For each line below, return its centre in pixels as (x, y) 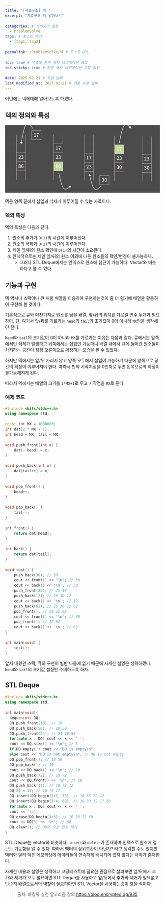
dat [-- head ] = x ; (32, 450)
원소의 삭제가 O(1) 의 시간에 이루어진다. (49, 244)
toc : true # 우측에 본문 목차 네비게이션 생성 (46, 62)
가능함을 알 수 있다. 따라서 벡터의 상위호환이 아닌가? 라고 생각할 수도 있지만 (86, 849)
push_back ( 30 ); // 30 (36, 575)
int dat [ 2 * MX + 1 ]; (27, 429)
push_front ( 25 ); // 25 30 (41, 591)
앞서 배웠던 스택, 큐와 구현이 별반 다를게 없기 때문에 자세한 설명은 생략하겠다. (78, 663)
